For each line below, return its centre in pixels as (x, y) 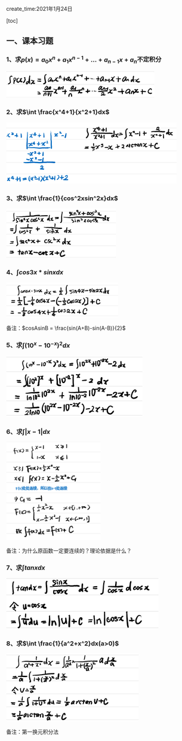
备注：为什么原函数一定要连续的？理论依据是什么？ (69, 551)
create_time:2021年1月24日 (39, 9)
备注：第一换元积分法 (32, 731)
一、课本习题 (30, 41)
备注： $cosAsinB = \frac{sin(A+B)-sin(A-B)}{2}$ (66, 328)
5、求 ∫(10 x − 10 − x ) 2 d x (38, 345)
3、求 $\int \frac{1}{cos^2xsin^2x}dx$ (62, 198)
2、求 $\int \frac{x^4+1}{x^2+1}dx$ (58, 112)
